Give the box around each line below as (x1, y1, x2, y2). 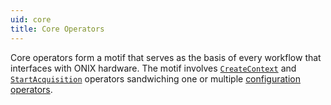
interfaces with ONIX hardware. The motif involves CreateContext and (10, 62, 297, 74)
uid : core (10, 14, 52, 25)
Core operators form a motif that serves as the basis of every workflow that (10, 51, 322, 63)
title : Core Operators (10, 24, 105, 34)
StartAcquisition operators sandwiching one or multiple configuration (10, 72, 301, 85)
